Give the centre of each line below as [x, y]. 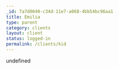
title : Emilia [23, 17]
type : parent [22, 22]
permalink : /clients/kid [36, 44]
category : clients [28, 28]
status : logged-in [28, 39]
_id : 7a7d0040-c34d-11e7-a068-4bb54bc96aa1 [60, 11]
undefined [18, 61]
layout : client [24, 33]
